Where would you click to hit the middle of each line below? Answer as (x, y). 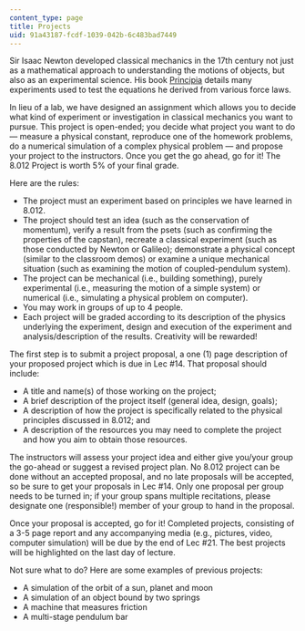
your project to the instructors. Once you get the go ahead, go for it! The (145, 156)
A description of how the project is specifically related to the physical (152, 410)
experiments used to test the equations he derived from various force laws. (150, 90)
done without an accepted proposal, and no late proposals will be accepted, (152, 477)
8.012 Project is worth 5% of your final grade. (94, 166)
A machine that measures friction (85, 607)
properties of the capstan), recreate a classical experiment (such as (150, 240)
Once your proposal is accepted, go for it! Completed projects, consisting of (152, 523)
